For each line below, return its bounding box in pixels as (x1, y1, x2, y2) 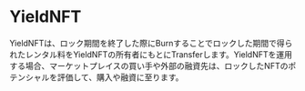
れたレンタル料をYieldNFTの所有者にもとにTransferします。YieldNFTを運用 (9, 48, 293, 60)
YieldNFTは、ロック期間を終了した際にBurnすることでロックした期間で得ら (9, 37, 293, 48)
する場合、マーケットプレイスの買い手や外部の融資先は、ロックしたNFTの (9, 60, 289, 71)
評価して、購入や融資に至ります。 (56, 71, 184, 83)
